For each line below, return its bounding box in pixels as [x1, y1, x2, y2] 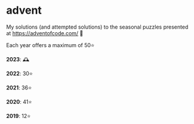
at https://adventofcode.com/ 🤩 [6, 29, 84, 36]
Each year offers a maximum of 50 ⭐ [6, 41, 95, 48]
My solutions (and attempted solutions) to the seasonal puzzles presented [6, 23, 189, 30]
